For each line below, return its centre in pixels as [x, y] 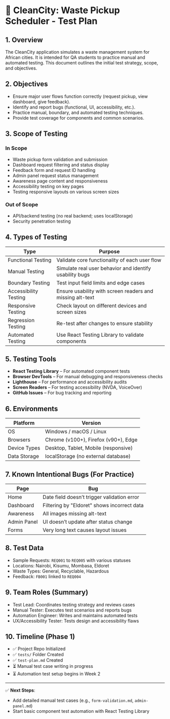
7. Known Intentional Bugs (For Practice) [70, 474]
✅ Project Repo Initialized [39, 649]
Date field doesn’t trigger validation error [91, 497]
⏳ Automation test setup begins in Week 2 [56, 674]
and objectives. [21, 68]
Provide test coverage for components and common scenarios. [78, 118]
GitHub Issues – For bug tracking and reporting [62, 393]
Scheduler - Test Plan [51, 21]
